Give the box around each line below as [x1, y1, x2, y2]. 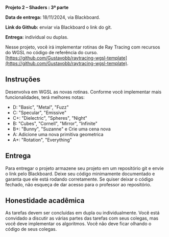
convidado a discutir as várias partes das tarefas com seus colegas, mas [5, 215, 159, 222]
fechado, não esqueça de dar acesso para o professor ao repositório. [5, 181, 152, 187]
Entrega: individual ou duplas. [5, 34, 69, 40]
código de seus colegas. [5, 226, 57, 232]
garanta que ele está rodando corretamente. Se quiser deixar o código [5, 176, 154, 182]
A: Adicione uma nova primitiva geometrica [12, 131, 104, 137]
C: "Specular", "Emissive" [12, 110, 67, 116]
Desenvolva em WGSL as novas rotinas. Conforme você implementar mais [5, 89, 162, 95]
